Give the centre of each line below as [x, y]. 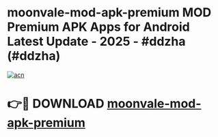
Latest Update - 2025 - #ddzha [96, 42]
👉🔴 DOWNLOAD [56, 104]
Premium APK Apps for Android [98, 27]
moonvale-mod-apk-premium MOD [109, 13]
